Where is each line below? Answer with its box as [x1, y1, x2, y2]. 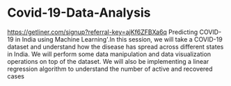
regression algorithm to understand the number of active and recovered [7, 64, 214, 73]
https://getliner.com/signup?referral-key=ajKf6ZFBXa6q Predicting [7, 28, 198, 36]
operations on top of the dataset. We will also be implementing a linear [7, 57, 209, 65]
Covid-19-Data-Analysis [7, 5, 151, 21]
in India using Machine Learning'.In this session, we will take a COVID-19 [15, 35, 223, 43]
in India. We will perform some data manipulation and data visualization [7, 50, 212, 58]
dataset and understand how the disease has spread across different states [7, 42, 224, 51]
